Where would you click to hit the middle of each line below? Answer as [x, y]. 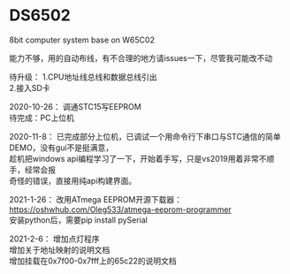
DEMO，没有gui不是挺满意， [61, 148]
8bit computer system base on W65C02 [82, 40]
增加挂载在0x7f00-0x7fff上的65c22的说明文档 [93, 261]
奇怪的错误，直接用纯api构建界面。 [73, 180]
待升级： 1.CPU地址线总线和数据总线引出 [83, 77]
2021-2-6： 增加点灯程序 [54, 239]
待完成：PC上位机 [42, 118]
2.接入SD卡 [30, 88]
